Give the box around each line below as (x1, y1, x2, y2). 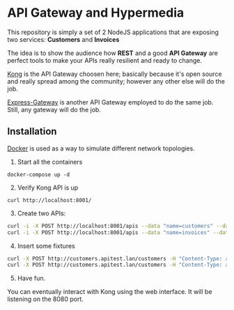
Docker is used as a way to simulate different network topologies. (7, 144, 195, 153)
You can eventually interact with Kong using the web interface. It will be (7, 288, 212, 296)
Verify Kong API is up (17, 183, 79, 192)
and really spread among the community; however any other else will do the (7, 77, 225, 85)
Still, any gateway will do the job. (7, 105, 101, 114)
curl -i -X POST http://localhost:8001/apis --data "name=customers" (7, 222, 214, 229)
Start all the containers (17, 157, 83, 166)
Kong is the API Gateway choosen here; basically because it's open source (7, 70, 222, 78)
